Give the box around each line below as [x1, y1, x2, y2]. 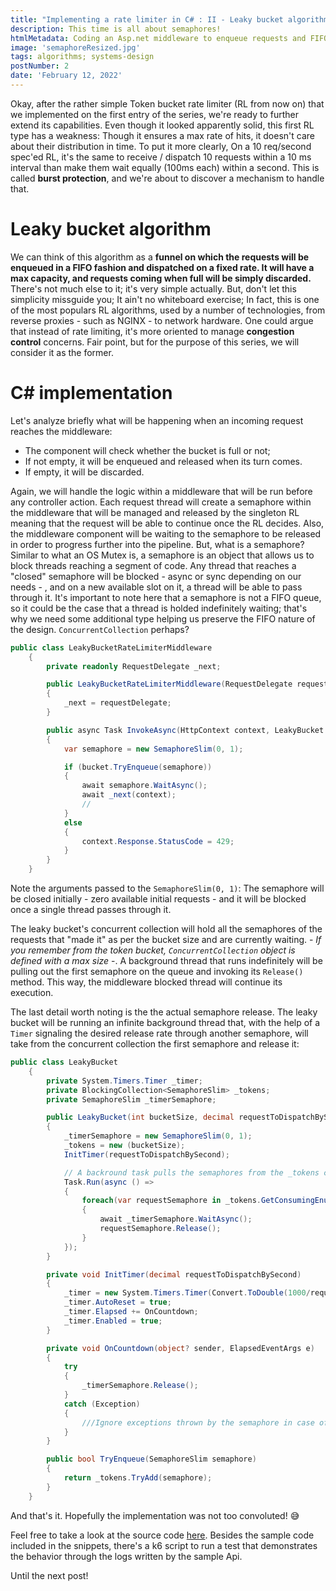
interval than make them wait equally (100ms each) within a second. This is [10, 161, 320, 173]
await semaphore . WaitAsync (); [81, 781, 208, 791]
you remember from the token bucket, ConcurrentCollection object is [10, 944, 296, 956]
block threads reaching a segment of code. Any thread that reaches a [10, 559, 297, 571]
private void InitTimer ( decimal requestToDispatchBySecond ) [46, 1269, 302, 1280]
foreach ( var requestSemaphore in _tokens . [81, 1196, 262, 1206]
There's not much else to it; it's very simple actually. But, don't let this [10, 282, 297, 295]
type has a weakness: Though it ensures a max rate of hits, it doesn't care [10, 129, 315, 141]
